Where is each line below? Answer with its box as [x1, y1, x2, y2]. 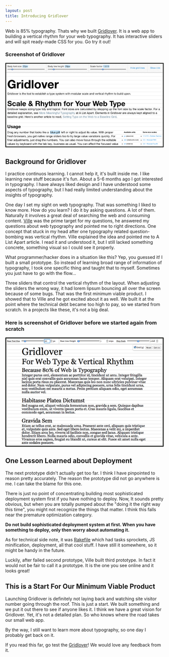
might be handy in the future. [5, 547, 65, 553]
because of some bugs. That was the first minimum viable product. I [5, 291, 147, 297]
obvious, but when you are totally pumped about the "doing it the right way [5, 501, 161, 507]
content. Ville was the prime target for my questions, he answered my [5, 218, 149, 224]
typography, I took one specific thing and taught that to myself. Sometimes [5, 265, 160, 271]
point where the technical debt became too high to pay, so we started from [5, 302, 160, 308]
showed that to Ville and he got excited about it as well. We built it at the [5, 296, 154, 302]
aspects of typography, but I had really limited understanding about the [5, 186, 152, 193]
